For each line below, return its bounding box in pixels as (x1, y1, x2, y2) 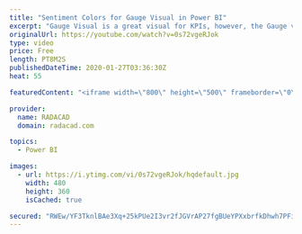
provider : (9, 104, 47, 113)
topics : (9, 137, 39, 147)
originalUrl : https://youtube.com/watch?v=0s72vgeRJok (9, 30, 219, 39)
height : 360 (25, 186, 70, 196)
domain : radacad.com (17, 121, 94, 130)
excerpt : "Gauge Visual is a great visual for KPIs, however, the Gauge (9, 22, 288, 31)
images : (9, 162, 39, 171)
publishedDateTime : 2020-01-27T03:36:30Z (9, 64, 167, 73)
